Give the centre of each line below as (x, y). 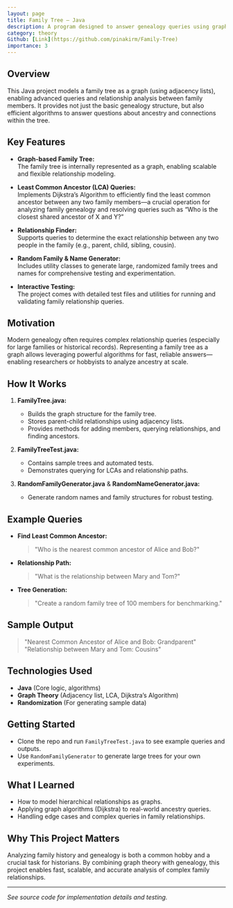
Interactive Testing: (46, 286)
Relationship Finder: (47, 230)
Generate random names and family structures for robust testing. (120, 497)
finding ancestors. (53, 436)
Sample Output (41, 625)
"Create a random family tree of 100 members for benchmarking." (128, 603)
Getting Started (41, 724)
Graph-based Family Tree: (56, 159)
